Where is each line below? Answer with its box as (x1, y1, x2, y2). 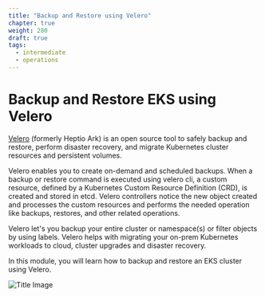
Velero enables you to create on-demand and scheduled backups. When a (8, 166, 253, 175)
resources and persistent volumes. (8, 150, 122, 160)
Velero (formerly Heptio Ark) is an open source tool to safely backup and (8, 133, 247, 143)
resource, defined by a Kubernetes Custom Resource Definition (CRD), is (8, 182, 247, 192)
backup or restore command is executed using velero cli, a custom (8, 174, 227, 184)
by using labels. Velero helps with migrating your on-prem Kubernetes (8, 232, 239, 241)
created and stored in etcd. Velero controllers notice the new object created (8, 191, 258, 201)
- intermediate (15, 49, 66, 57)
